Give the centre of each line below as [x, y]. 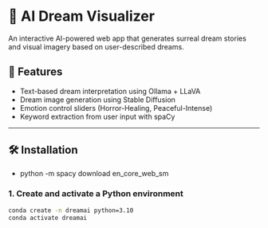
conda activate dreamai [48, 218]
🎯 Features [35, 72]
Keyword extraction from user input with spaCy [97, 116]
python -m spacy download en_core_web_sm [94, 173]
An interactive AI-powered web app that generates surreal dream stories [128, 38]
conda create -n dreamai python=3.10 [71, 210]
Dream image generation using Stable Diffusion [97, 100]
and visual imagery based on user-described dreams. [97, 46]
